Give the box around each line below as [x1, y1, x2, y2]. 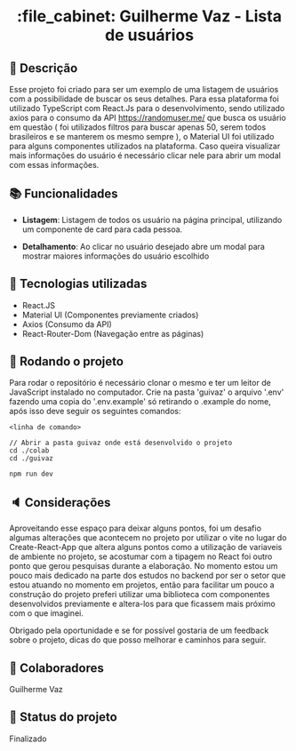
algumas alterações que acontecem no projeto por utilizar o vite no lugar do [9, 532, 287, 543]
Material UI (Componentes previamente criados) [21, 309, 199, 320]
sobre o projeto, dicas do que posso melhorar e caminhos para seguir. [9, 635, 267, 645]
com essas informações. [9, 160, 100, 170]
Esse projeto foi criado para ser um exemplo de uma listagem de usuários [9, 84, 279, 94]
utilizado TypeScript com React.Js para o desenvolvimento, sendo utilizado [9, 103, 285, 113]
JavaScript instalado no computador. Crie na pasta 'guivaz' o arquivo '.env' [9, 387, 284, 397]
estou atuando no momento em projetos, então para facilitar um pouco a [9, 579, 275, 590]
